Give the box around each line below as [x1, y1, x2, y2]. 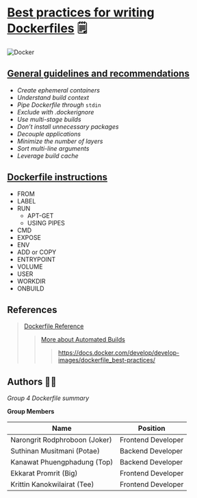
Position [137, 423, 166, 433]
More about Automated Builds [40, 336, 125, 344]
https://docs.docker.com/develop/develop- [57, 349, 180, 357]
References [7, 303, 57, 316]
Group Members [7, 408, 55, 416]
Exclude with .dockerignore [16, 108, 94, 116]
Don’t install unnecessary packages [16, 122, 119, 131]
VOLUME [16, 262, 43, 271]
